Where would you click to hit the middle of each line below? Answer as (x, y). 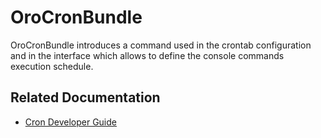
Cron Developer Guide (70, 122)
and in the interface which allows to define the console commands (147, 55)
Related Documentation (85, 97)
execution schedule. (52, 66)
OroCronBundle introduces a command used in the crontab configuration (161, 45)
